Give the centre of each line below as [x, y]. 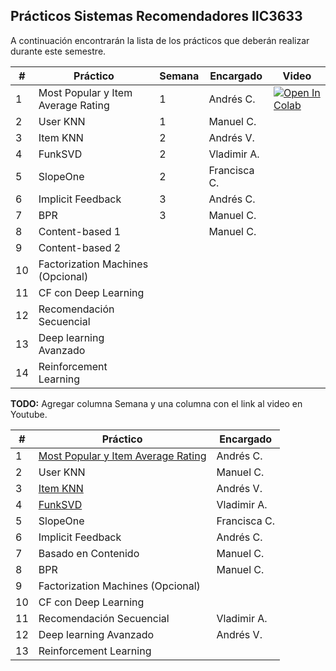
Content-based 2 [80, 247]
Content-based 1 [80, 231]
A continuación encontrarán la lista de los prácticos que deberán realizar [160, 40]
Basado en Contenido [89, 553]
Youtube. [29, 414]
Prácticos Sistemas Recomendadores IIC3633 [156, 16]
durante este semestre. [58, 51]
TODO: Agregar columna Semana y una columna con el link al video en [156, 403]
